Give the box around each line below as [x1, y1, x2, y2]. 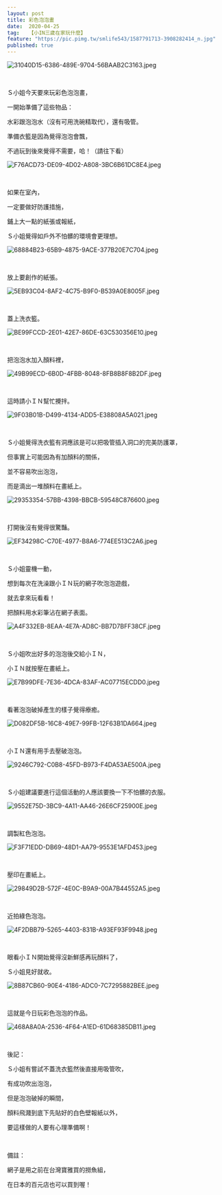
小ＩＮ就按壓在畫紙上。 [7, 664, 73, 672]
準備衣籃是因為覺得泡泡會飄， [7, 132, 91, 140]
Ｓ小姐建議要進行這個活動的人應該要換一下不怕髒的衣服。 [7, 788, 169, 796]
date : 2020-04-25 [7, 23, 60, 30]
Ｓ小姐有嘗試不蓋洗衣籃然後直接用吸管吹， [7, 1065, 127, 1073]
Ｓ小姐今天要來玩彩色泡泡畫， [7, 89, 91, 96]
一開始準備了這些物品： [7, 103, 73, 111]
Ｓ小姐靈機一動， [7, 564, 56, 573]
